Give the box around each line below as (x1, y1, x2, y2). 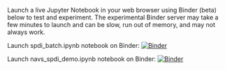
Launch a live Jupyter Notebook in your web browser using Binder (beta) (7, 6, 217, 14)
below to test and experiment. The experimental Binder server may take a (7, 13, 219, 21)
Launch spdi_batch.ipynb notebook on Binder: (7, 42, 140, 49)
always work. (7, 28, 45, 36)
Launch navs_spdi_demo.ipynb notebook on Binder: (7, 55, 156, 63)
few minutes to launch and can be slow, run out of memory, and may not (7, 21, 215, 28)
